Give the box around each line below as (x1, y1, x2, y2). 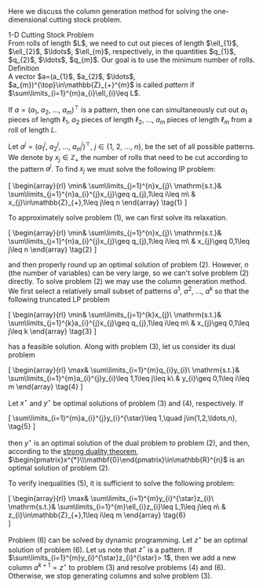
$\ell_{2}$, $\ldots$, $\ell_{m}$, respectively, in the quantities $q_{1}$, (8, 47, 236, 56)
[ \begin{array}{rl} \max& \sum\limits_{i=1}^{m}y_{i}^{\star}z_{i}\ (8, 493, 214, 503)
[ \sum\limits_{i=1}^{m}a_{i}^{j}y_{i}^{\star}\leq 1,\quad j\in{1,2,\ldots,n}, (8, 413, 238, 423)
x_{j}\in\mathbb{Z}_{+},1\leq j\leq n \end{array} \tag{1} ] (8, 198, 188, 207)
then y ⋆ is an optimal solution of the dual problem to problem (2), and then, (8, 437, 250, 448)
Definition (8, 64, 40, 73)
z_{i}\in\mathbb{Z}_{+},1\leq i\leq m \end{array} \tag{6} (8, 510, 186, 520)
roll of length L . (8, 125, 57, 135)
